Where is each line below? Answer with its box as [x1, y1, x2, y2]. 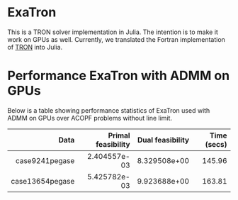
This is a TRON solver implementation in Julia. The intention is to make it [7, 28, 218, 36]
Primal [108, 130, 130, 140]
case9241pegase [15, 155, 75, 165]
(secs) [205, 139, 227, 149]
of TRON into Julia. [7, 43, 63, 51]
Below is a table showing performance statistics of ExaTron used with [7, 106, 210, 114]
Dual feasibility [137, 135, 190, 145]
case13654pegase [11, 176, 75, 186]
